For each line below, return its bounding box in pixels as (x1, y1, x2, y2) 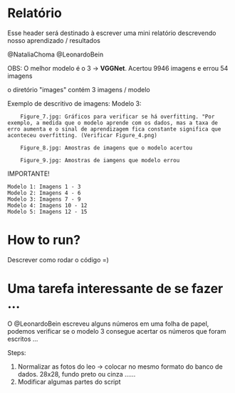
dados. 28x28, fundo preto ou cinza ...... (17, 369, 136, 378)
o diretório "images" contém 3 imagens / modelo (7, 85, 151, 94)
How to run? (7, 232, 80, 248)
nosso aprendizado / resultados (7, 36, 101, 44)
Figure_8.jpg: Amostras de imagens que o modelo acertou (20, 144, 193, 151)
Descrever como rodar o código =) (7, 255, 109, 264)
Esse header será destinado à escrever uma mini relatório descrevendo (7, 29, 216, 37)
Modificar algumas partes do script (17, 377, 121, 386)
